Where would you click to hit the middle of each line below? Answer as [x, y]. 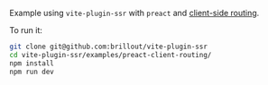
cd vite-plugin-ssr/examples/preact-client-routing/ [111, 55]
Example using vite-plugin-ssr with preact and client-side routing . [134, 13]
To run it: [26, 30]
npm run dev [32, 72]
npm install [32, 63]
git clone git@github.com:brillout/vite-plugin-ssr [108, 47]
